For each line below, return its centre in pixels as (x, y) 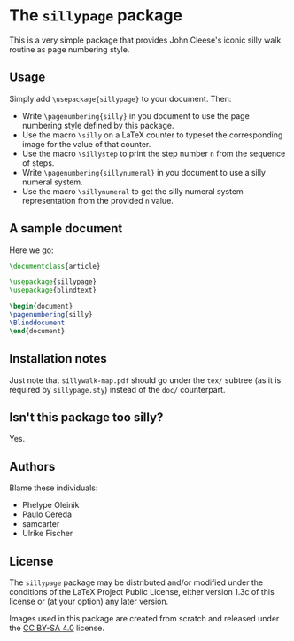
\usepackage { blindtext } (53, 290)
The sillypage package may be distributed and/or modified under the (136, 582)
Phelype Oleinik (50, 505)
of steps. (38, 163)
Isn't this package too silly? (86, 417)
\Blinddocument (37, 323)
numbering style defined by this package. (98, 125)
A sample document (66, 228)
